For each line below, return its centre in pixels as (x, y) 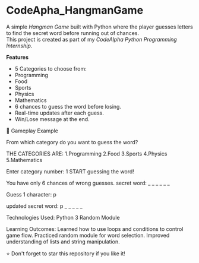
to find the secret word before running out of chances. (73, 33)
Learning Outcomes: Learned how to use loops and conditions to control (95, 229)
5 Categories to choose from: (51, 68)
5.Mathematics (24, 160)
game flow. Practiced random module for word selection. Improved (88, 235)
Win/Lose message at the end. (52, 119)
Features (17, 57)
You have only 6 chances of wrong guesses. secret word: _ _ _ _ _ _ (88, 183)
